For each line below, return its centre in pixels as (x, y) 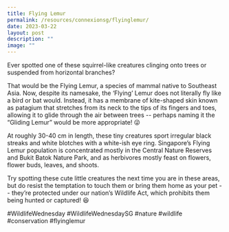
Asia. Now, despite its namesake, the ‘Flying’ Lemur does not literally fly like (114, 93)
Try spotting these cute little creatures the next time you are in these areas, (113, 178)
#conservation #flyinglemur (46, 221)
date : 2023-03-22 (32, 26)
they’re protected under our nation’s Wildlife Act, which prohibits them (111, 193)
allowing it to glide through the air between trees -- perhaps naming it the (111, 115)
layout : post (26, 33)
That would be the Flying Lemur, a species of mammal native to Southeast (112, 86)
